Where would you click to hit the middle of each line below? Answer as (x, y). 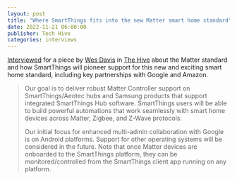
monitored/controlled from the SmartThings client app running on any (126, 161)
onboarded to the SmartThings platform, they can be (101, 154)
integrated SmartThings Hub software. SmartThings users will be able (126, 103)
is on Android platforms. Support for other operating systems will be (123, 139)
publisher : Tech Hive (39, 33)
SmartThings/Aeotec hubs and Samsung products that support (116, 96)
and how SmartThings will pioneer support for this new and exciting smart (115, 67)
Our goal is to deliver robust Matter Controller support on (107, 88)
